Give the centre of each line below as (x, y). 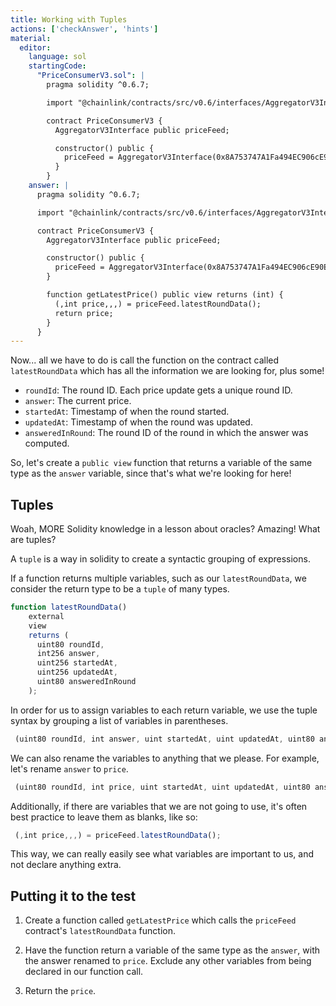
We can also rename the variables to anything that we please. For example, (165, 758)
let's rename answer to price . (69, 768)
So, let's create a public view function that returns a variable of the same (161, 463)
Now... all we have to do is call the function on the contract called (145, 360)
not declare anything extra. (66, 865)
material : (31, 38)
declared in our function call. (84, 972)
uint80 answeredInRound (86, 682)
